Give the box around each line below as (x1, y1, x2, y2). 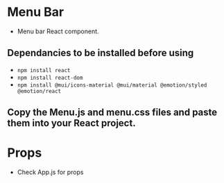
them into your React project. (7, 117, 137, 129)
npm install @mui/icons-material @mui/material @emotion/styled (17, 81, 207, 89)
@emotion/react (17, 87, 62, 94)
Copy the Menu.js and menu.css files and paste (7, 107, 218, 119)
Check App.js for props (17, 168, 84, 177)
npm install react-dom (17, 74, 83, 81)
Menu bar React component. (17, 27, 99, 35)
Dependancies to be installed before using (7, 47, 194, 59)
